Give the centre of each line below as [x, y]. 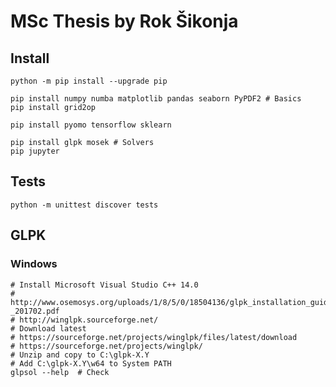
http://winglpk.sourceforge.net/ [89, 320]
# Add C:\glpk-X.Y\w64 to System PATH [91, 363]
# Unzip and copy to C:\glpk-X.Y [80, 355]
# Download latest [48, 328]
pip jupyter [35, 151]
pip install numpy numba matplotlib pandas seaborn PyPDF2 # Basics [156, 99]
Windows [34, 264]
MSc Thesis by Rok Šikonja [124, 21]
